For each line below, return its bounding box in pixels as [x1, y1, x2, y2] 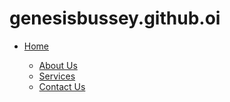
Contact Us [38, 80, 86, 92]
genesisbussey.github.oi [9, 7, 221, 30]
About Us [38, 59, 78, 71]
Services [38, 70, 76, 82]
